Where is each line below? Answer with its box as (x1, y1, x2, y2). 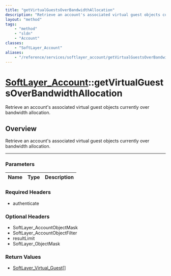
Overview (5, 124, 37, 133)
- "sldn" (14, 31, 33, 36)
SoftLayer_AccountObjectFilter (12, 230, 77, 236)
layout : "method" (5, 17, 42, 22)
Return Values (5, 253, 41, 260)
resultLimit (12, 235, 35, 241)
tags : (5, 21, 17, 27)
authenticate (12, 200, 39, 206)
